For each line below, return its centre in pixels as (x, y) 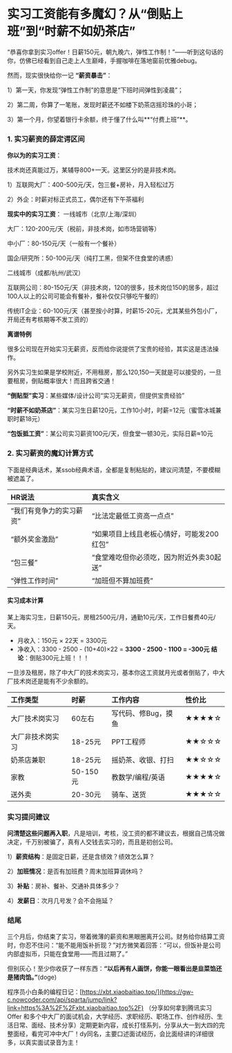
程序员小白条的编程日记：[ (45, 992)
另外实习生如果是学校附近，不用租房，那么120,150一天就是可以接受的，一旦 (115, 372)
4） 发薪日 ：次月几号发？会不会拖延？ (61, 901)
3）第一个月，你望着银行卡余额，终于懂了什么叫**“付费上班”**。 (99, 119)
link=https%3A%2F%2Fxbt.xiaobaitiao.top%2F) (75, 1008)
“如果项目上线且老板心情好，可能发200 (155, 534)
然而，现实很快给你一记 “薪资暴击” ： (60, 75)
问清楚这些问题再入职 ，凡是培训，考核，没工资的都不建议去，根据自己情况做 (116, 833)
